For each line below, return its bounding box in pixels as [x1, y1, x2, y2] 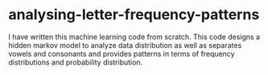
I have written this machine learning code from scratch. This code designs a [8, 32, 260, 41]
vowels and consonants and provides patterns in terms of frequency [8, 49, 235, 58]
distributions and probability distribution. [8, 57, 143, 67]
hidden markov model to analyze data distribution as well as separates [8, 40, 242, 49]
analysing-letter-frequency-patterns [8, 6, 260, 24]
